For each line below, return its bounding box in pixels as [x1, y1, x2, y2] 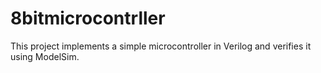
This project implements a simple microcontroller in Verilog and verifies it [10, 40, 312, 52]
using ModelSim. [10, 50, 80, 62]
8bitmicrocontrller [10, 7, 166, 30]
